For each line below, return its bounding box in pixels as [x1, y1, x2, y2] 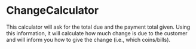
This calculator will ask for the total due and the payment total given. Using [6, 23, 191, 30]
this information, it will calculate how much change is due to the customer [6, 29, 188, 36]
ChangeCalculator [6, 4, 99, 17]
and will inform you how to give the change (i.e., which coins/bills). [6, 36, 171, 43]
